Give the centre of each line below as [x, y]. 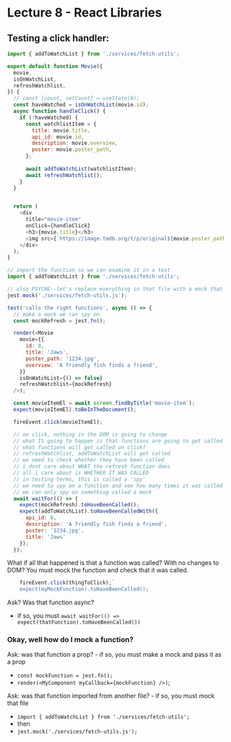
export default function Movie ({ [55, 66]
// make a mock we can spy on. [58, 314]
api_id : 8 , [41, 518]
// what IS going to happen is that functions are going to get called [118, 441]
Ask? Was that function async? [51, 602]
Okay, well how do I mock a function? [70, 640]
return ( [26, 207]
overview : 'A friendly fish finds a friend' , [91, 365]
